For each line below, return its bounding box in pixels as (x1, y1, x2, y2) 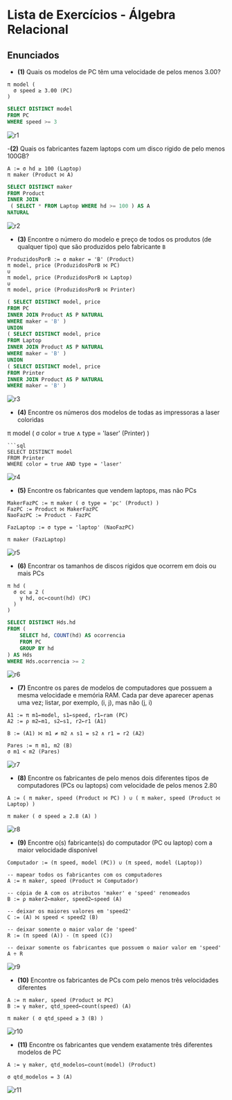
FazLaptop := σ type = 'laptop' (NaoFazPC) (7, 524, 135, 531)
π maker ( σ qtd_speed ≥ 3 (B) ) (7, 1015, 104, 1022)
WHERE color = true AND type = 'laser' (7, 461, 123, 468)
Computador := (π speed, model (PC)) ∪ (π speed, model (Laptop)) (7, 859, 203, 867)
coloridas (17, 416, 44, 424)
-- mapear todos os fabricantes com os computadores (7, 872, 163, 879)
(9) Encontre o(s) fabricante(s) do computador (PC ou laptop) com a (17, 838, 213, 847)
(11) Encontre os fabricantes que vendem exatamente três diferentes (17, 1041, 213, 1049)
